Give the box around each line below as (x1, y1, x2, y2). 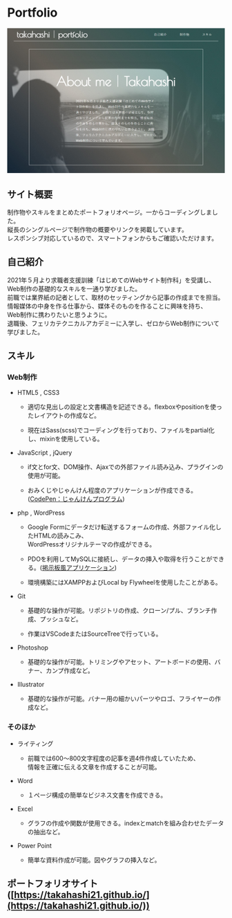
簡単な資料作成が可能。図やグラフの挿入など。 (27, 856, 161, 864)
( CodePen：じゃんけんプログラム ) (27, 495, 126, 503)
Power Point (17, 841, 52, 850)
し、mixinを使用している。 (27, 434, 104, 443)
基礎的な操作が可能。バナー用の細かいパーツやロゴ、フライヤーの (27, 695, 215, 703)
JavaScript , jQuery (17, 448, 72, 457)
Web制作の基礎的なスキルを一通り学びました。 (7, 284, 142, 293)
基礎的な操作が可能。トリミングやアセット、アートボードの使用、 (27, 658, 215, 666)
